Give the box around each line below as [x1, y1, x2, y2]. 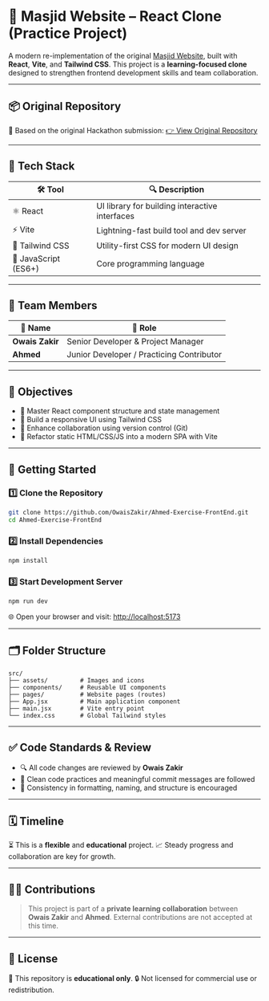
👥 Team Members [8, 299, 98, 312]
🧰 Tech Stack [8, 160, 75, 173]
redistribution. [8, 985, 54, 995]
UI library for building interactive [96, 200, 218, 211]
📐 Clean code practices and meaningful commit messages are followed [19, 774, 255, 783]
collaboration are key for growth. [8, 852, 116, 861]
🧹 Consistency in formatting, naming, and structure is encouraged [19, 783, 238, 792]
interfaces [96, 210, 134, 222]
